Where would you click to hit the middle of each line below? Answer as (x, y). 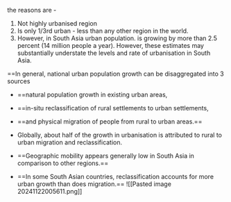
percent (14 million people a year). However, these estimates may (111, 45)
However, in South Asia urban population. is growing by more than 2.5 (117, 38)
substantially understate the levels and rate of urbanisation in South (114, 53)
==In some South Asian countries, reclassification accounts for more (115, 177)
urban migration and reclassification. (70, 142)
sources (19, 81)
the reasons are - (32, 10)
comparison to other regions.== (63, 163)
